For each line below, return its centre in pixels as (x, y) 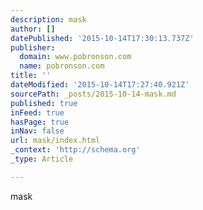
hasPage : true (40, 122)
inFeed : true (37, 112)
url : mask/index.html (55, 141)
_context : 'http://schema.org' (75, 150)
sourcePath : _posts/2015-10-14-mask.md (93, 94)
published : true (44, 103)
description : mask (48, 19)
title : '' (31, 76)
